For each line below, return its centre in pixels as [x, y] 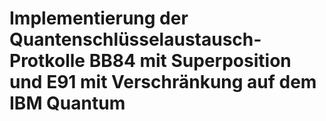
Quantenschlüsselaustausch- [135, 39]
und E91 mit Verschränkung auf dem [163, 82]
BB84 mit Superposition [190, 61]
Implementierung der [99, 18]
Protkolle [47, 61]
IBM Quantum [67, 103]
